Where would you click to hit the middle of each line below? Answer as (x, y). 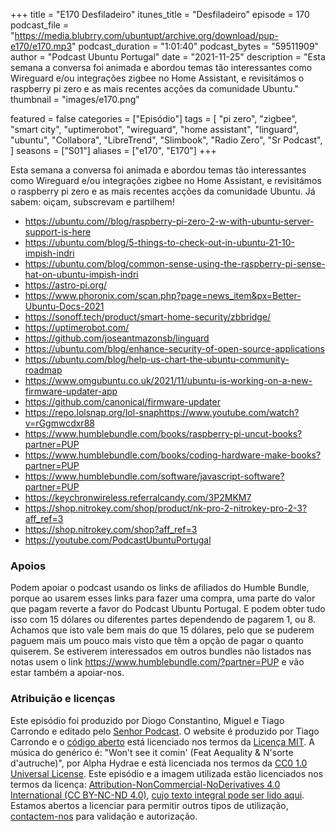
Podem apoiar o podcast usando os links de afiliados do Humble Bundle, (160, 588)
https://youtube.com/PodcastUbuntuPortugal (118, 540)
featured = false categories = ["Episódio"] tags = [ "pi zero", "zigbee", (154, 118)
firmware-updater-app (71, 391)
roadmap (43, 370)
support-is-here (58, 232)
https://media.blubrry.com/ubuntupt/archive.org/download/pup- (146, 35)
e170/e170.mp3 (41, 46)
